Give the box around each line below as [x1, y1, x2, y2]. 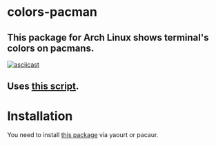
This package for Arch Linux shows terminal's [7, 32, 209, 43]
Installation [7, 108, 73, 124]
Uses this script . [7, 81, 79, 92]
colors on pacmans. [7, 42, 95, 54]
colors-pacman [7, 4, 98, 20]
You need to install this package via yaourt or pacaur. [7, 131, 159, 139]
